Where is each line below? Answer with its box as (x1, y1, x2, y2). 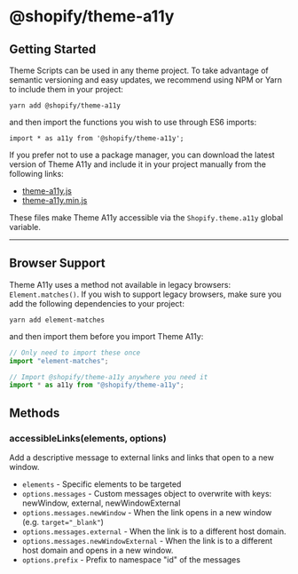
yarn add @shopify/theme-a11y (9, 101, 122, 110)
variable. (9, 222, 42, 232)
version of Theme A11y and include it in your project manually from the (9, 159, 266, 170)
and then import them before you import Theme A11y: (9, 331, 204, 341)
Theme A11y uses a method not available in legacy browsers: (9, 279, 231, 290)
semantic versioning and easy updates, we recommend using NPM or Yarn (9, 75, 282, 85)
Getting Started (9, 42, 97, 57)
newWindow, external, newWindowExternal (21, 498, 181, 508)
